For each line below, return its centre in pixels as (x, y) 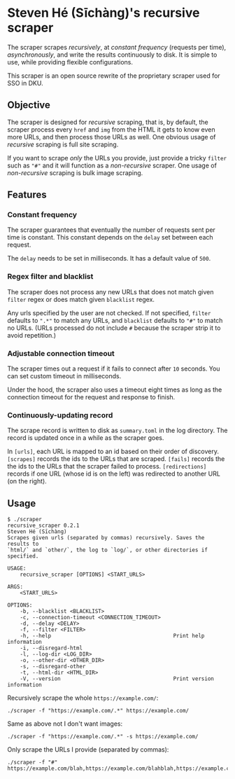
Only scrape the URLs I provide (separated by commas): (88, 750)
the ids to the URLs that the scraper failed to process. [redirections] (107, 467)
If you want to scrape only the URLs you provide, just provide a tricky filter (117, 158)
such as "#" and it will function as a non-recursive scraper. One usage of (112, 165)
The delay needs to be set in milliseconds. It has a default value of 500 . (109, 258)
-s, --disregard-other (53, 667)
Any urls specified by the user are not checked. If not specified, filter (109, 312)
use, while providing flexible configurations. (70, 62)
